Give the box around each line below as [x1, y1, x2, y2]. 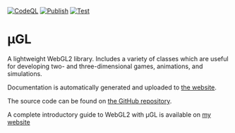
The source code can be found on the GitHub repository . [7, 96, 172, 105]
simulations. [7, 69, 42, 77]
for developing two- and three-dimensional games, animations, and [7, 62, 203, 70]
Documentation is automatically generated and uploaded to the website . [7, 83, 217, 91]
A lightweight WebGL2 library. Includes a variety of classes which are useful [7, 54, 229, 63]
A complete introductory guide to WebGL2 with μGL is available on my [7, 110, 212, 119]
